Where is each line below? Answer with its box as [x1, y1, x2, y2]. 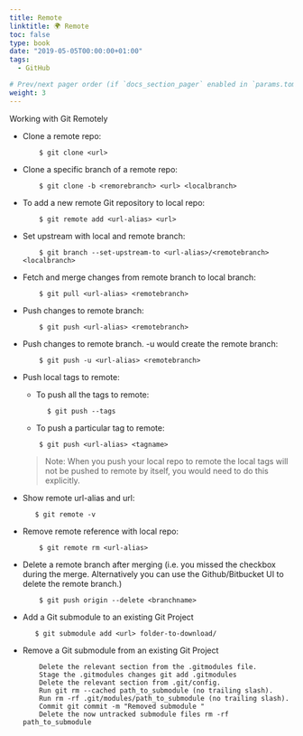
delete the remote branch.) [22, 578, 123, 589]
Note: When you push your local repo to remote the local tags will [44, 455, 289, 466]
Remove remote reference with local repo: [22, 526, 179, 536]
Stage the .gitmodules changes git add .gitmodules [39, 670, 237, 679]
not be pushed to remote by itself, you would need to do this [44, 465, 269, 476]
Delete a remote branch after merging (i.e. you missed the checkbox [22, 559, 277, 570]
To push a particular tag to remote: [35, 422, 165, 433]
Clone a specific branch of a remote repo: [22, 163, 179, 174]
